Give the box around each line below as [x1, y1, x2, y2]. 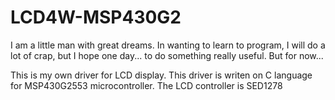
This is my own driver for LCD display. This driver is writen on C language [10, 69, 313, 81]
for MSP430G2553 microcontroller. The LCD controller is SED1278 [10, 79, 283, 91]
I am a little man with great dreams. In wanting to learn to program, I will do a [10, 39, 326, 51]
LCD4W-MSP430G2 [10, 6, 182, 29]
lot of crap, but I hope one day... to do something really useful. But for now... [10, 49, 324, 61]
